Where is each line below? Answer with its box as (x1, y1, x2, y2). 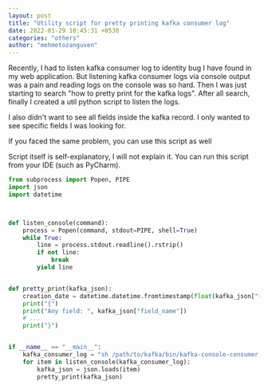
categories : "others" (8, 33, 81, 42)
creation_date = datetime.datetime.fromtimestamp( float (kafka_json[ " (22, 292, 259, 300)
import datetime (8, 191, 62, 198)
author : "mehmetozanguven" (8, 41, 98, 49)
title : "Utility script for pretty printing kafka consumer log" (8, 19, 230, 27)
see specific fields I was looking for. (8, 121, 126, 131)
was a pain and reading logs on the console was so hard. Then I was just (8, 81, 247, 90)
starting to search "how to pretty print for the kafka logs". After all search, (8, 88, 250, 98)
